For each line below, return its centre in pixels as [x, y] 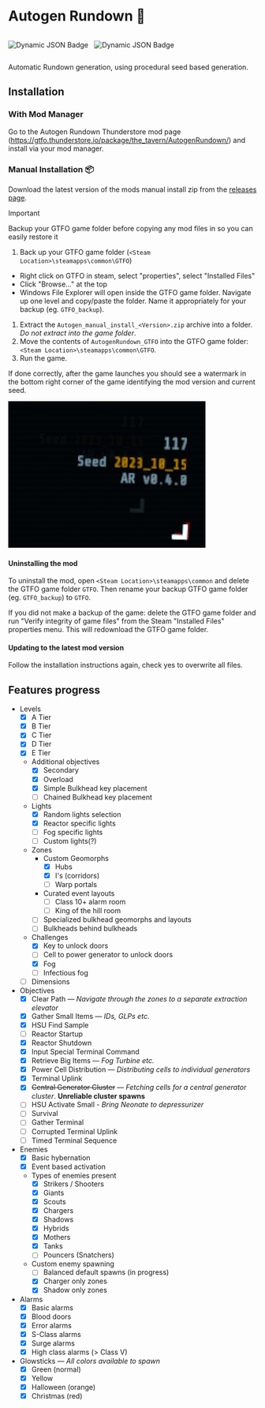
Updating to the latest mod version [66, 647]
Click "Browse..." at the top [63, 284]
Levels [30, 709]
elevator [45, 1007]
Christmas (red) [57, 1396]
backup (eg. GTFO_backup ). [62, 309]
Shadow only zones [75, 1290]
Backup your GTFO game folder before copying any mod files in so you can [131, 228]
